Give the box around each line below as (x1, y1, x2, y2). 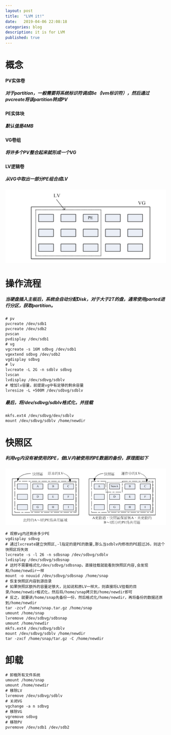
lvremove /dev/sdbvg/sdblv (5, 693, 63, 699)
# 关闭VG (5, 699, 22, 704)
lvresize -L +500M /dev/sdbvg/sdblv (5, 388, 83, 393)
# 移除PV (5, 720, 22, 725)
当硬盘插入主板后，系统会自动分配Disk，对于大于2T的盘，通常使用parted (5, 296, 161, 302)
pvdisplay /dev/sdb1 (5, 337, 50, 342)
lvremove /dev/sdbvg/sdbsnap (5, 616, 67, 621)
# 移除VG (5, 709, 22, 715)
